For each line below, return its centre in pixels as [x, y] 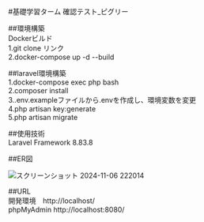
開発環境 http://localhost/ [51, 201]
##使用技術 [26, 134]
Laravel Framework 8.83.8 [51, 142]
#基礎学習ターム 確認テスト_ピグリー [68, 11]
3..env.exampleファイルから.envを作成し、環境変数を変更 [102, 100]
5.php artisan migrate [43, 117]
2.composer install [38, 90]
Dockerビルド [30, 38]
